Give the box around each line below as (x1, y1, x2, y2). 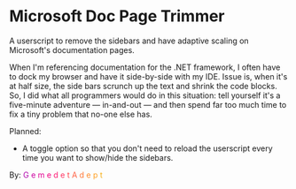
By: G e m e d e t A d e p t (9, 170, 104, 180)
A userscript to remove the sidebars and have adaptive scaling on (9, 35, 250, 46)
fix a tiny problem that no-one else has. (9, 109, 152, 119)
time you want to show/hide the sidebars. (21, 152, 174, 163)
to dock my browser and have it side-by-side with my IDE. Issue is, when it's (9, 71, 288, 81)
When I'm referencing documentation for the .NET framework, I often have (9, 62, 281, 72)
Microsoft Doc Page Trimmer (9, 6, 225, 26)
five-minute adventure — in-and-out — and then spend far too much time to (9, 99, 287, 110)
